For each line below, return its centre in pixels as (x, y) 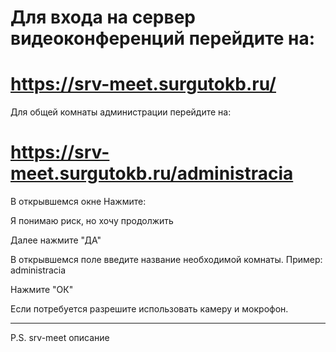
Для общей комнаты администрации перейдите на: (121, 112)
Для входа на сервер (103, 17)
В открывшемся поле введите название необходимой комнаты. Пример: (166, 260)
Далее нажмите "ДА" (56, 240)
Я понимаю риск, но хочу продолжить (92, 221)
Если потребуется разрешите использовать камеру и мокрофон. (149, 309)
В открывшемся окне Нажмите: (78, 202)
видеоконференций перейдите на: (163, 38)
